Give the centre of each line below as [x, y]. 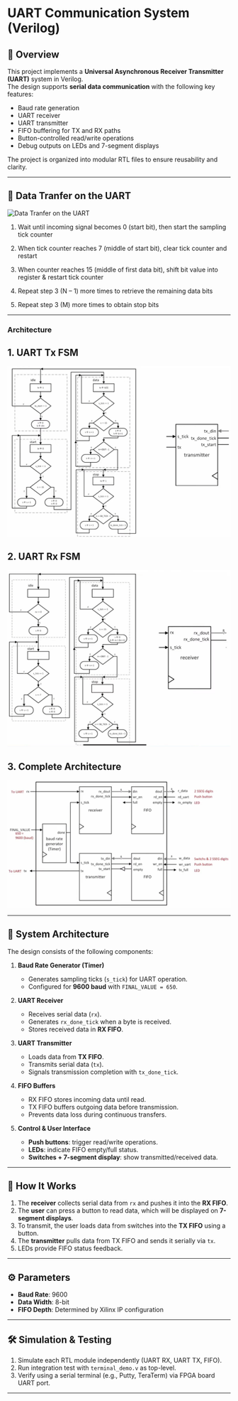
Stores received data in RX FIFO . [76, 1029]
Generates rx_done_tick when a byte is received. [100, 1021]
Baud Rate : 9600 [42, 1294]
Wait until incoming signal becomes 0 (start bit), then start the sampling [122, 227]
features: [21, 94]
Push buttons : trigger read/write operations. [93, 1142]
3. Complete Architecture [64, 767]
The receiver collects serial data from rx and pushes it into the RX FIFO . [123, 1203]
